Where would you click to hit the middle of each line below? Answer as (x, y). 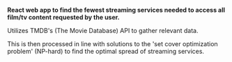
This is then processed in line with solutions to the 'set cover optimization (113, 44)
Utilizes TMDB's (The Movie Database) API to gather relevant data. (103, 31)
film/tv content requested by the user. (63, 17)
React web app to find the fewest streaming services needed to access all (116, 10)
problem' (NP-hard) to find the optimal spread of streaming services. (106, 51)
